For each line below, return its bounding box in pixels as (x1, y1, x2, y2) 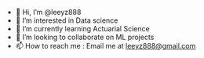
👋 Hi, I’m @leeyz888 (15, 8, 82, 16)
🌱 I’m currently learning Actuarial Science (15, 24, 151, 33)
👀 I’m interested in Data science (15, 16, 118, 25)
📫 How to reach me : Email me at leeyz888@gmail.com (15, 42, 196, 50)
